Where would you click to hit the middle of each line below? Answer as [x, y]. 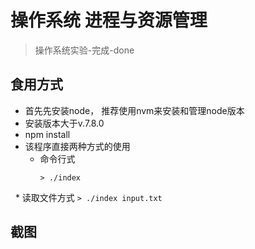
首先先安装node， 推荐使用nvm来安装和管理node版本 [134, 110]
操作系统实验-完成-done [84, 50]
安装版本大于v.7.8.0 [64, 123]
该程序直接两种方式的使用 [77, 146]
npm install [47, 134]
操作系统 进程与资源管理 [109, 20]
